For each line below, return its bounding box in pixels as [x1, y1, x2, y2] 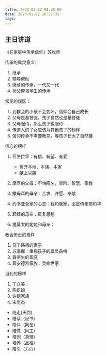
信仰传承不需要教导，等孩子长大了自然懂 [12, 133, 93, 139]
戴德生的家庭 [12, 254, 38, 260]
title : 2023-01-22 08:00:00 [5, 7, 62, 12]
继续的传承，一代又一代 [12, 82, 59, 88]
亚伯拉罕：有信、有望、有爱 [12, 153, 68, 159]
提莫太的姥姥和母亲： [12, 221, 55, 227]
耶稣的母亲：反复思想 [12, 211, 55, 217]
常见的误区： [5, 98, 30, 104]
